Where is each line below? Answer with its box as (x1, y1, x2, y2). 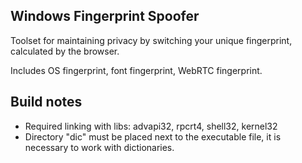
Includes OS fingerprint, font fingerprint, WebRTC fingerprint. (10, 64, 263, 76)
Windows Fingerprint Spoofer (10, 8, 200, 25)
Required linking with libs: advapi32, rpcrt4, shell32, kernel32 (24, 120, 278, 132)
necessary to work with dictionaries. (24, 141, 175, 153)
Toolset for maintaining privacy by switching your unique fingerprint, (10, 34, 293, 46)
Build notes (10, 94, 83, 111)
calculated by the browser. (10, 45, 120, 57)
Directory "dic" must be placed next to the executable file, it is (24, 130, 282, 143)
